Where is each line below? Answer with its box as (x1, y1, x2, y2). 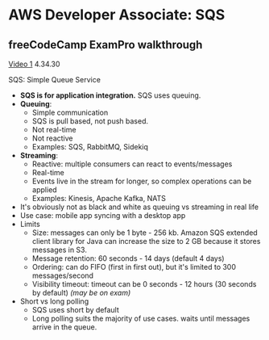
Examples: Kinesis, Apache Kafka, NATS (31, 194, 167, 203)
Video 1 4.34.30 (8, 59, 60, 69)
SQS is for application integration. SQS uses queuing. (19, 90, 201, 100)
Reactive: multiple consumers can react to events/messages (31, 159, 233, 169)
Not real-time (31, 125, 77, 134)
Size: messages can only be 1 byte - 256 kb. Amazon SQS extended (31, 228, 258, 237)
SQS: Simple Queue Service (8, 75, 101, 84)
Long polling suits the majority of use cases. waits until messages (31, 313, 250, 323)
